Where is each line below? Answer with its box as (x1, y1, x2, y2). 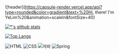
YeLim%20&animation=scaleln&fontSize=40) (5, 15, 95, 20)
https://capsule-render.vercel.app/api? (25, 4, 102, 10)
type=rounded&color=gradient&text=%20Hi (5, 9, 93, 15)
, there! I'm (92, 9, 114, 15)
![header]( (5, 4, 25, 10)
